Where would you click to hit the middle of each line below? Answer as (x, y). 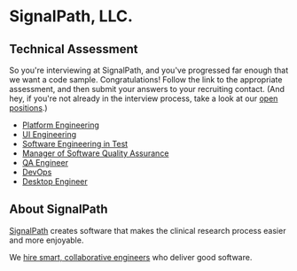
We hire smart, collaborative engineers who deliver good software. (131, 257)
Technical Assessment (74, 49)
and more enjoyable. (47, 240)
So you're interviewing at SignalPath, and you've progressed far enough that (149, 70)
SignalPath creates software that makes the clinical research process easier (148, 230)
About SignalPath (59, 209)
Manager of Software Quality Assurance (95, 153)
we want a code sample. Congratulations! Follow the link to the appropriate (146, 80)
